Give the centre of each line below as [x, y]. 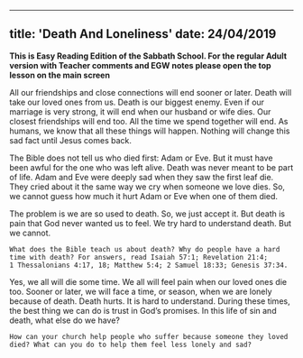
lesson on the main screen [60, 75]
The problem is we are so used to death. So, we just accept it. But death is [147, 214]
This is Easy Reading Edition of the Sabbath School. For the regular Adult [148, 56]
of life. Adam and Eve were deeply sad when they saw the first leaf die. [142, 177]
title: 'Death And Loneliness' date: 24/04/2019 [143, 34]
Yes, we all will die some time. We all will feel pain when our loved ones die [148, 281]
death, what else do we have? [64, 320]
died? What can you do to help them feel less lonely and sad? [131, 344]
